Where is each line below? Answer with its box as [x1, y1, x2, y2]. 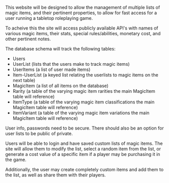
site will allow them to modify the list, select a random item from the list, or [5, 146, 161, 152]
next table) [12, 77, 36, 83]
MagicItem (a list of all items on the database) [12, 83, 108, 89]
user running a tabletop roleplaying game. [5, 15, 93, 21]
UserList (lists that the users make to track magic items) [12, 61, 130, 67]
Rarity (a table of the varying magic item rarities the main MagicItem [12, 88, 155, 94]
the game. [5, 156, 26, 163]
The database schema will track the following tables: [5, 46, 116, 51]
